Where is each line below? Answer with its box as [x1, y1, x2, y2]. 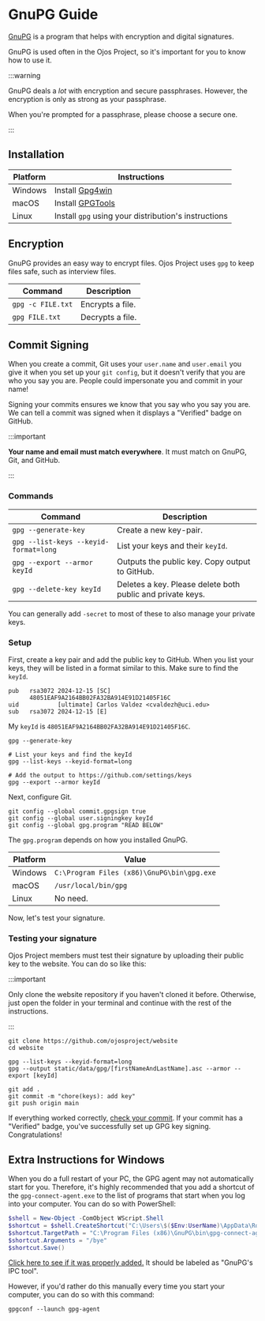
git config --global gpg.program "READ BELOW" [8, 821, 164, 829]
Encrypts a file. [80, 299, 136, 310]
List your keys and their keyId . [117, 540, 228, 551]
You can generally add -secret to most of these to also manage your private [8, 608, 256, 618]
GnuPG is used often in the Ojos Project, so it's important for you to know [8, 47, 246, 56]
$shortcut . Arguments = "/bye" [8, 1236, 108, 1244]
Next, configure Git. [8, 792, 73, 801]
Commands [8, 491, 54, 502]
